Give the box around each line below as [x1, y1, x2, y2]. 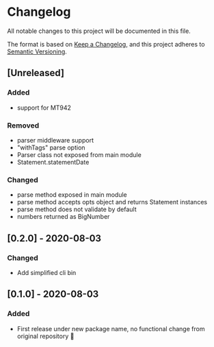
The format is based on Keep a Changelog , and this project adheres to [7, 40, 205, 48]
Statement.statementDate [16, 158, 90, 166]
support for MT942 [16, 104, 72, 112]
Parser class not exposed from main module [16, 150, 142, 158]
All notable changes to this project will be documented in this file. [7, 27, 191, 35]
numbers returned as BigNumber [16, 213, 110, 221]
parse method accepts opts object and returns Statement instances [16, 198, 207, 206]
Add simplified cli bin [16, 268, 77, 276]
